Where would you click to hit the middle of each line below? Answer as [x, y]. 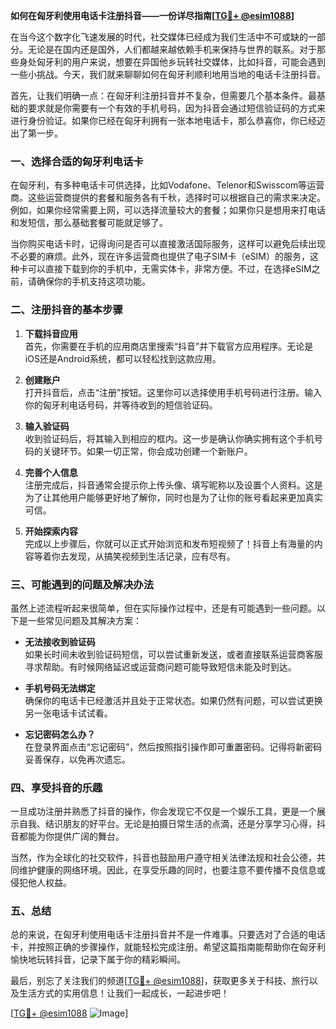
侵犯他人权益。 [41, 883]
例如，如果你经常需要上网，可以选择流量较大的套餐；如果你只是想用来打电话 [168, 210]
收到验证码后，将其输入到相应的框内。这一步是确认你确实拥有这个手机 [169, 438]
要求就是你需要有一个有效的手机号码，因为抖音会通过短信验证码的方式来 [176, 108]
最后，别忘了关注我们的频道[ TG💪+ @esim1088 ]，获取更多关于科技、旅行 [160, 981]
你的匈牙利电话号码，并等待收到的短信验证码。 [121, 405]
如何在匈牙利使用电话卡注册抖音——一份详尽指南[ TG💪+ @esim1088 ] [152, 15]
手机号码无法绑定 [60, 688]
